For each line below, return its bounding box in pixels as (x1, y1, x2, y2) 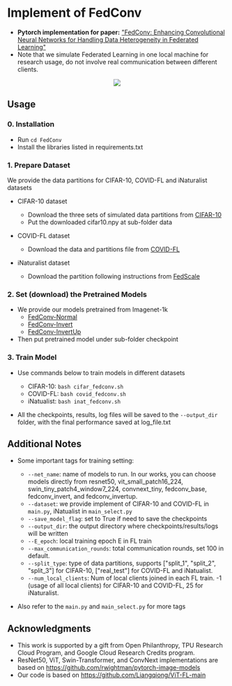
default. (27, 552, 50, 560)
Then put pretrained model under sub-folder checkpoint (17, 335, 179, 344)
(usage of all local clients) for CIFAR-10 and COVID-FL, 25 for (27, 581, 203, 590)
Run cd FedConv (17, 135, 62, 144)
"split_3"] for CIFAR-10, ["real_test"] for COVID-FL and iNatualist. (27, 567, 213, 575)
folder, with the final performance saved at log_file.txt (17, 418, 171, 426)
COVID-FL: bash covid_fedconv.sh (27, 389, 127, 397)
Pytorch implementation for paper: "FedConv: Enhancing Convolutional (17, 28, 225, 36)
